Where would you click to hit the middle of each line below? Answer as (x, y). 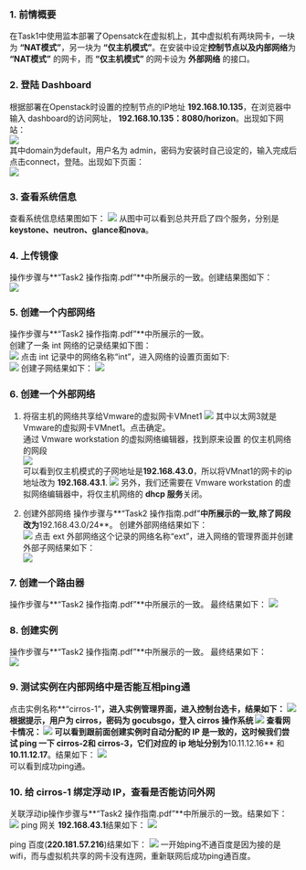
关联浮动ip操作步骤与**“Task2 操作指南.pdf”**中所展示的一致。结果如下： (148, 813)
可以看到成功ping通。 (50, 766)
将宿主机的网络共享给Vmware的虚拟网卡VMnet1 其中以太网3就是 (149, 416)
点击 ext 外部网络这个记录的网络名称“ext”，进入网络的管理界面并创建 (164, 536)
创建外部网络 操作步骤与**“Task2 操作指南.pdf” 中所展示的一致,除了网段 (157, 513)
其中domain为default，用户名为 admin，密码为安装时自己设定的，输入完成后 (153, 150)
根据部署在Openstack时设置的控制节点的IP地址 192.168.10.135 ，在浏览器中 (150, 106)
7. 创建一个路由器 (47, 583)
